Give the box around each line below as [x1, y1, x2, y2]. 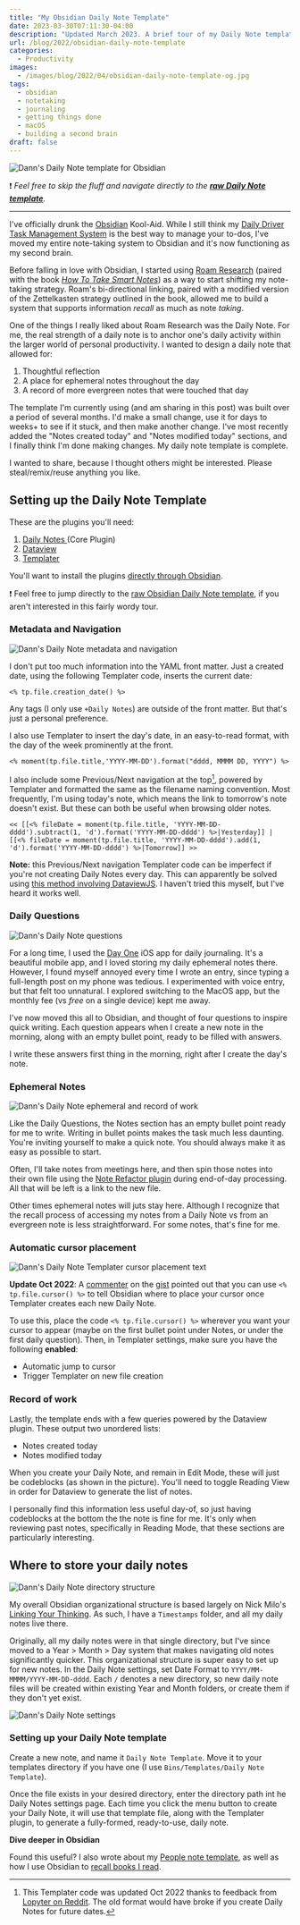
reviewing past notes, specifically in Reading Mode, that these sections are [9, 1522, 285, 1533]
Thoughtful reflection [21, 366, 101, 376]
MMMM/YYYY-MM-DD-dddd [9, 1675, 90, 1684]
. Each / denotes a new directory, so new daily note [88, 1673, 279, 1684]
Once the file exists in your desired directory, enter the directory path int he [9, 1788, 287, 1799]
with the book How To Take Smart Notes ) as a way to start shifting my [9, 274, 267, 284]
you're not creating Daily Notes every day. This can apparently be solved [9, 868, 278, 879]
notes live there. [9, 1617, 69, 1628]
